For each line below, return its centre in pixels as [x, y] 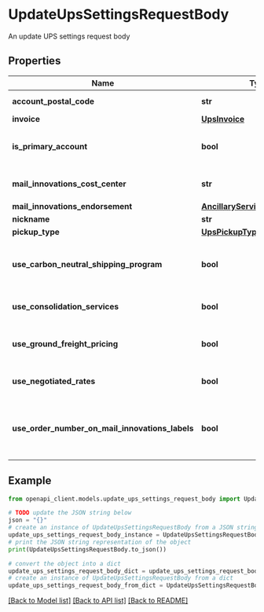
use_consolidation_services [66, 306]
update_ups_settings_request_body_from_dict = [86, 586]
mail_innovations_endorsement [72, 206]
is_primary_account [50, 146]
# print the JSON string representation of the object [100, 542]
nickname [31, 219]
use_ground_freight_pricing [65, 343]
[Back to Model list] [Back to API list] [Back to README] [98, 601]
